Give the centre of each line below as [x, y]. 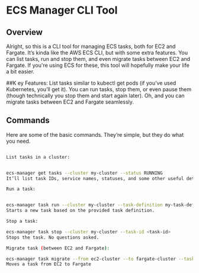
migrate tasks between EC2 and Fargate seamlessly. [70, 102]
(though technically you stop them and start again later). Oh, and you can [95, 96]
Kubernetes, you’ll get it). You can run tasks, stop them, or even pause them [99, 89]
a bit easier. [20, 71]
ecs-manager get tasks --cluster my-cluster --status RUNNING [84, 173]
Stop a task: [22, 221]
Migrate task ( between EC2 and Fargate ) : [58, 248]
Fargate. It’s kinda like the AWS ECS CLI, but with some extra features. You [97, 53]
